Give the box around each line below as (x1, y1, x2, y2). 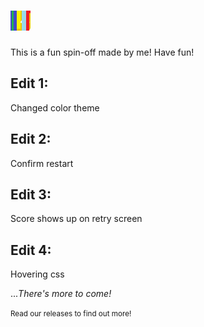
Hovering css (10, 268, 65, 280)
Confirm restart (10, 157, 74, 169)
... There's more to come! (10, 288, 112, 300)
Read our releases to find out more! (10, 309, 132, 319)
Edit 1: (10, 75, 49, 92)
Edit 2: (10, 131, 52, 148)
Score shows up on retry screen (10, 213, 143, 225)
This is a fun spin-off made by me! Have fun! (10, 46, 195, 58)
